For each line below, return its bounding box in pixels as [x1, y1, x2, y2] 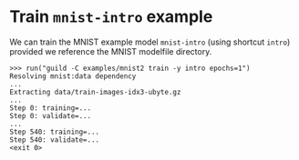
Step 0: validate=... [9, 111, 92, 120]
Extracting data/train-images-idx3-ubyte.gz [9, 87, 181, 96]
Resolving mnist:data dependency [9, 71, 137, 81]
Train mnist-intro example [9, 6, 213, 27]
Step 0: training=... [9, 103, 92, 113]
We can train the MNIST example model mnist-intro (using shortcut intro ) [9, 36, 291, 47]
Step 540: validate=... [9, 135, 100, 145]
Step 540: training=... [9, 127, 100, 136]
